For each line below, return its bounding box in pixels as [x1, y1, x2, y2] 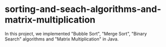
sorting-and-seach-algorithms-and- [5, 3, 161, 15]
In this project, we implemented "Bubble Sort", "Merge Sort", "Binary [5, 30, 147, 36]
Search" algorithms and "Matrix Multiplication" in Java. [5, 36, 119, 42]
